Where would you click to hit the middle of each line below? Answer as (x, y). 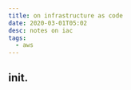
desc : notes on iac (41, 30)
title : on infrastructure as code (66, 16)
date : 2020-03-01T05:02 (48, 23)
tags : (17, 38)
